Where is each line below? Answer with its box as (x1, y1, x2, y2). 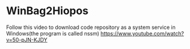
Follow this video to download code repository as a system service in (6, 24, 176, 31)
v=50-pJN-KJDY (6, 36, 48, 43)
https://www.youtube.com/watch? (100, 30, 185, 37)
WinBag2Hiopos (6, 4, 89, 18)
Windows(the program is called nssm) (6, 30, 99, 37)
